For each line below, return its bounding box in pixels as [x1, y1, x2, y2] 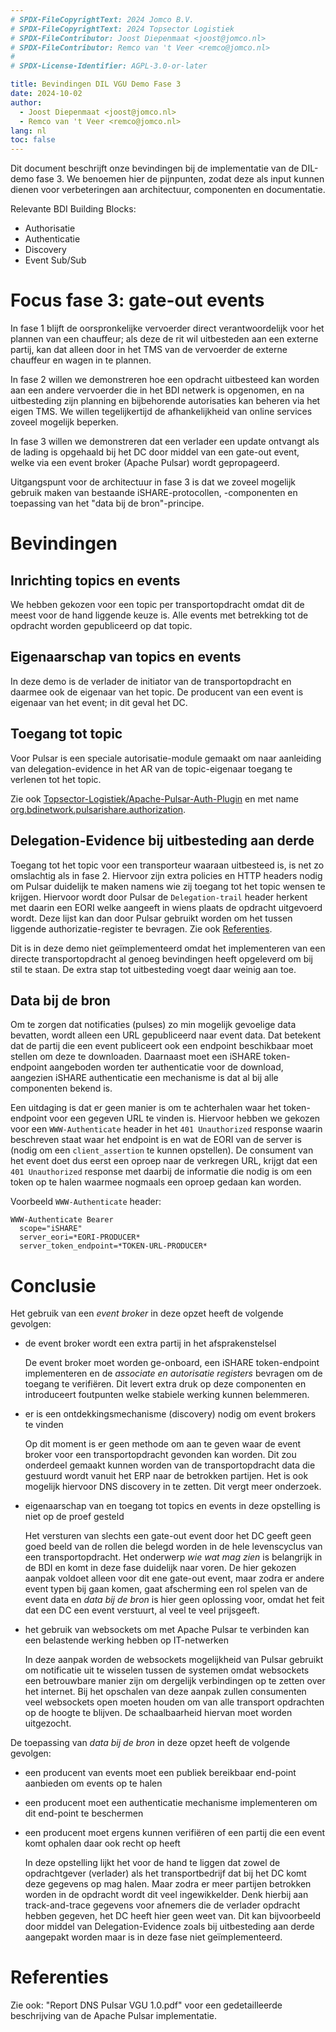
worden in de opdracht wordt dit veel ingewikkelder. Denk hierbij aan [24, 1889, 309, 1901]
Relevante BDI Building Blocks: [10, 203, 137, 215]
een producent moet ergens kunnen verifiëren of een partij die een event [24, 1827, 326, 1839]
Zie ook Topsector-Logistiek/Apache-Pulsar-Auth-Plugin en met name [10, 792, 299, 805]
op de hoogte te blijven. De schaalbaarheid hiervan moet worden [24, 1707, 293, 1719]
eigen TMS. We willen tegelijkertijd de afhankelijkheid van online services [10, 406, 313, 418]
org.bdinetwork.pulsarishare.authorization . [10, 803, 187, 815]
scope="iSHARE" [19, 1224, 83, 1234]
